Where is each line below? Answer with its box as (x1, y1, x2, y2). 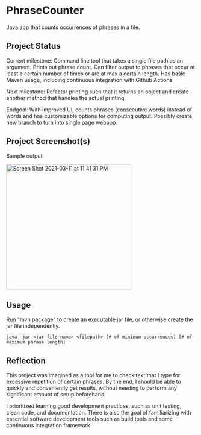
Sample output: (6, 152, 44, 160)
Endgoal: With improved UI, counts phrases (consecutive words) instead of (6, 106, 193, 113)
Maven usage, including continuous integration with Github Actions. (6, 76, 175, 83)
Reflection (6, 355, 46, 366)
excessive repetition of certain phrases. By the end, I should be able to (6, 378, 182, 386)
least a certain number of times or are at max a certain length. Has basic (6, 70, 185, 77)
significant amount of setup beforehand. (6, 391, 107, 398)
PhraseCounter (6, 4, 84, 17)
